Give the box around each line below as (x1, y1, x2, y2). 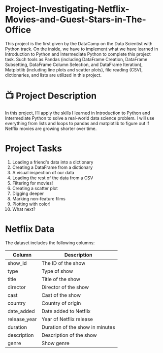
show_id (7, 259, 27, 266)
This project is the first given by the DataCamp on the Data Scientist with (5, 40, 153, 46)
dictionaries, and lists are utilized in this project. (5, 72, 102, 78)
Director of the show (41, 284, 89, 290)
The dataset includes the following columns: (5, 240, 95, 246)
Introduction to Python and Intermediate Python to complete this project (5, 51, 151, 57)
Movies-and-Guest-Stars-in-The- (5, 14, 146, 25)
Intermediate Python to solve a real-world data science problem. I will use (5, 115, 155, 121)
